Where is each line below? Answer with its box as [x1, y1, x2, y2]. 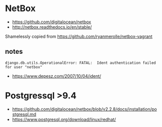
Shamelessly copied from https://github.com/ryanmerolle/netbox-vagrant [5, 33, 153, 39]
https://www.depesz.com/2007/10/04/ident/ [12, 73, 101, 79]
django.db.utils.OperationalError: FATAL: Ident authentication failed [5, 60, 156, 65]
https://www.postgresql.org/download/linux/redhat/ [12, 116, 116, 122]
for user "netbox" [5, 64, 42, 69]
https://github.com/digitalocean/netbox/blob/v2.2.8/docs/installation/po [12, 106, 157, 112]
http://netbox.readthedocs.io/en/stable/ [12, 24, 92, 30]
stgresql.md [12, 111, 37, 117]
